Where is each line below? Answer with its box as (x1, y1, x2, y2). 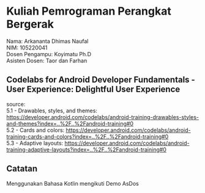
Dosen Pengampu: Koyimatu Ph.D (6, 50, 92, 57)
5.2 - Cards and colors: (6, 126, 65, 134)
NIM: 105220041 (6, 44, 48, 51)
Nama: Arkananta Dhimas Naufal (6, 37, 89, 45)
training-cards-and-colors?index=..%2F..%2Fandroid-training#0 (6, 133, 169, 140)
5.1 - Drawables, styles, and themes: (6, 107, 98, 114)
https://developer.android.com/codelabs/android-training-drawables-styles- (6, 113, 199, 120)
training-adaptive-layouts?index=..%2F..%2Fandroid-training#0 (6, 145, 167, 153)
